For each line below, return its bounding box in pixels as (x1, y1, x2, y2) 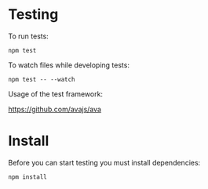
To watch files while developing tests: (8, 60, 130, 70)
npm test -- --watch (8, 75, 76, 83)
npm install (8, 173, 47, 181)
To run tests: (8, 31, 49, 41)
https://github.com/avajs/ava (8, 104, 102, 114)
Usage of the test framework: (8, 89, 104, 99)
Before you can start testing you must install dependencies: (8, 158, 201, 167)
